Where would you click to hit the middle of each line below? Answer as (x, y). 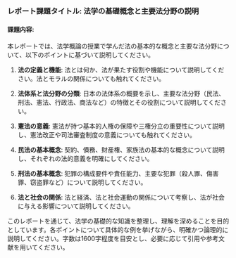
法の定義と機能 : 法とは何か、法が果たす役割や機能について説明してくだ (121, 70)
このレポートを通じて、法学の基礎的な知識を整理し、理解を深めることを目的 (118, 221)
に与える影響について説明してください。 (76, 206)
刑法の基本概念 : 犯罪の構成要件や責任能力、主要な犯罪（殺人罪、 (112, 174)
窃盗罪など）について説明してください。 (88, 182)
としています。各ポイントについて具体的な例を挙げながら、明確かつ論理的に (118, 230)
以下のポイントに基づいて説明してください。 (90, 55)
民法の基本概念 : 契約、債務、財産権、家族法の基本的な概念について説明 (121, 150)
